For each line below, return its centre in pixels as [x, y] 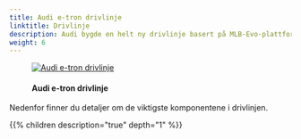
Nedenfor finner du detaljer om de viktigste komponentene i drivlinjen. [139, 108]
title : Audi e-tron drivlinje [66, 17]
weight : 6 [28, 42]
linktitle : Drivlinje [50, 26]
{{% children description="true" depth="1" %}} [96, 125]
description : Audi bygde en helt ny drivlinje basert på [118, 34]
